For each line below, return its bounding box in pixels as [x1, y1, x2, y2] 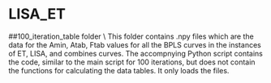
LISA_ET [8, 5, 67, 23]
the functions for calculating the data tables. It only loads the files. [8, 65, 230, 75]
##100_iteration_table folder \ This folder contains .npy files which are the [8, 31, 254, 41]
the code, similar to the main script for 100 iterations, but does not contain [8, 57, 256, 67]
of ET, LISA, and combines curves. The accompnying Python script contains [8, 48, 264, 58]
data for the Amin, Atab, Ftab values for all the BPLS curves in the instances [8, 39, 261, 49]
